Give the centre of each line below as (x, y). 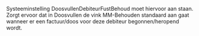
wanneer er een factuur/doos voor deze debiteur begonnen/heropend (93, 21)
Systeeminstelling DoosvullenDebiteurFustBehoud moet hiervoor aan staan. (100, 9)
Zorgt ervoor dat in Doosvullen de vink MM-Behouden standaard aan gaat (98, 15)
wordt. (14, 28)
